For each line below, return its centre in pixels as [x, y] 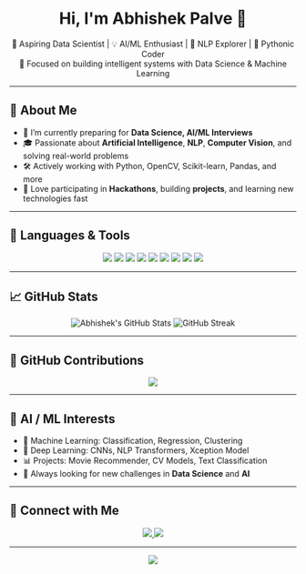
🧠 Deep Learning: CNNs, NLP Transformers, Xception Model [136, 450]
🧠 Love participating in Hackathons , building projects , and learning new [158, 188]
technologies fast [55, 198]
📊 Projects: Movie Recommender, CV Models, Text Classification [145, 460]
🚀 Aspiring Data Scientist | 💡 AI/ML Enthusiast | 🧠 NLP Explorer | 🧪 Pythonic [153, 44]
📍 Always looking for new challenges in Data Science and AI [136, 473]
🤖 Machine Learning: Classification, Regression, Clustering [133, 441]
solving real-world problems [76, 156]
